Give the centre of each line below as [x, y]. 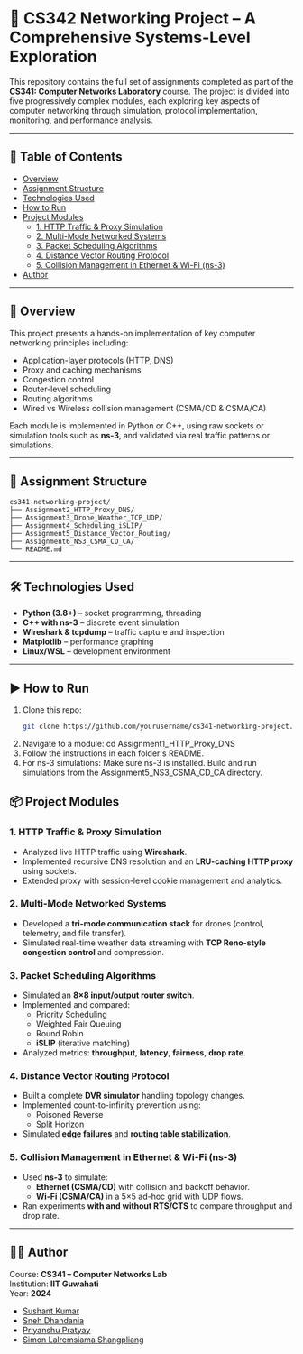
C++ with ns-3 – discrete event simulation [101, 622]
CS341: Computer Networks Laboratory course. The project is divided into [150, 91]
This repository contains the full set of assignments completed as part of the [151, 81]
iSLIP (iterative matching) [83, 1043]
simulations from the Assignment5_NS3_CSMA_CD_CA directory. [142, 772]
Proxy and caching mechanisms [82, 370]
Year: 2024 [31, 1293]
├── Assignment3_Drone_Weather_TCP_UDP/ [87, 518]
